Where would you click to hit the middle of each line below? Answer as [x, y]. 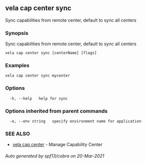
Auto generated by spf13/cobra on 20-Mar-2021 [55, 156]
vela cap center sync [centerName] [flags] [51, 53]
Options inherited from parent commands [57, 111]
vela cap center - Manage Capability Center [57, 145]
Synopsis [17, 33]
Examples [17, 66]
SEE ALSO [18, 134]
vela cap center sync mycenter [38, 76]
